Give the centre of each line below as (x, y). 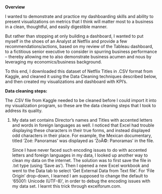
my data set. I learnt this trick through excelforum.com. (67, 186)
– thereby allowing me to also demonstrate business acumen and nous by (78, 57)
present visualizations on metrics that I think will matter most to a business (79, 22)
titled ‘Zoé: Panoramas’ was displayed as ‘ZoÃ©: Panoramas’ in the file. (83, 141)
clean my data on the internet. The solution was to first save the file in (81, 160)
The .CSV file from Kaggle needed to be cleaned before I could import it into (81, 100)
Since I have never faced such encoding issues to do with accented (79, 150)
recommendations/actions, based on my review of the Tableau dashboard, (79, 46)
